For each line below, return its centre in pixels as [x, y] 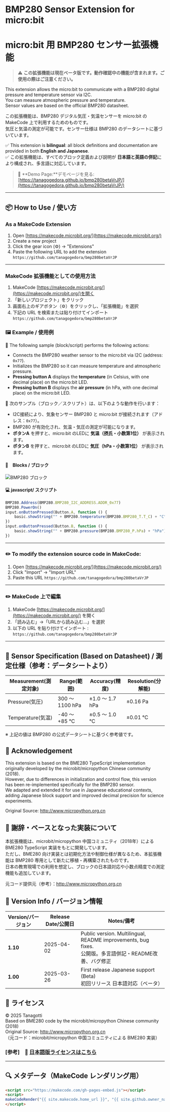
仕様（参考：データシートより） [62, 666]
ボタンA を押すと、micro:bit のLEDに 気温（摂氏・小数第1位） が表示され [89, 433]
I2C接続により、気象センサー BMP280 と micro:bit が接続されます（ [83, 414]
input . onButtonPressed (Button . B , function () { [56, 526]
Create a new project [34, 241]
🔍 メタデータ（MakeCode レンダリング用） [74, 1076]
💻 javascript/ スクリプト [31, 490]
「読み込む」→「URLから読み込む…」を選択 [59, 622]
